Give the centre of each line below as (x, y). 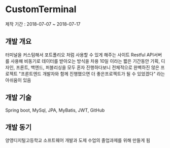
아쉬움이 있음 (18, 80)
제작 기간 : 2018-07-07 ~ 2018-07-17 (43, 24)
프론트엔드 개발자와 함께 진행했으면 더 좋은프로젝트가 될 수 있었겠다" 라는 (93, 73)
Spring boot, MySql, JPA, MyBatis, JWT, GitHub (55, 110)
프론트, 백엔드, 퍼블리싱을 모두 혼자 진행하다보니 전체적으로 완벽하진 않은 (88, 67)
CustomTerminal (41, 9)
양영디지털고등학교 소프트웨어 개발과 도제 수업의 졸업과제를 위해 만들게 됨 (78, 140)
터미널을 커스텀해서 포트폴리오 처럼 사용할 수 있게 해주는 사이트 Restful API (79, 55)
